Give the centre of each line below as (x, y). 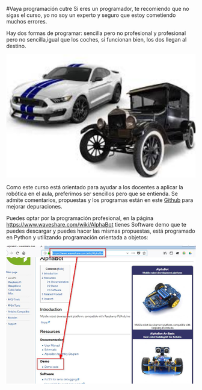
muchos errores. (27, 21)
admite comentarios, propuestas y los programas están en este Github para (100, 200)
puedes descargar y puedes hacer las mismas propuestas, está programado (101, 231)
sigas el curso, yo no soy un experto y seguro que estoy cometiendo (91, 15)
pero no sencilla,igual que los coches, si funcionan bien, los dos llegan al (96, 39)
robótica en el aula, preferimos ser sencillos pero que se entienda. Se (92, 194)
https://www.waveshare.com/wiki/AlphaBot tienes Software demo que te (96, 225)
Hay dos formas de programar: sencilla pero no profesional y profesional (96, 33)
